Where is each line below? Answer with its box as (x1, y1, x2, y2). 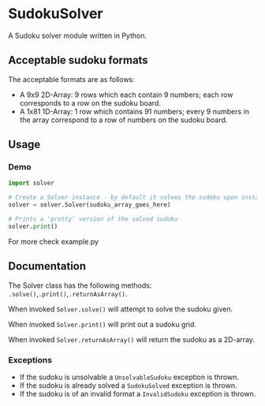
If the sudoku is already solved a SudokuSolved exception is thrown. (19, 380, 237, 390)
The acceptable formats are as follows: (8, 74, 136, 84)
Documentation (8, 259, 87, 273)
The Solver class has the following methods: (8, 281, 152, 290)
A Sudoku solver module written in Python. (8, 31, 147, 40)
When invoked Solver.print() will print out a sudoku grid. (8, 319, 197, 329)
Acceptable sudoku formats (8, 54, 148, 67)
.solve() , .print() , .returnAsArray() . (8, 289, 128, 298)
